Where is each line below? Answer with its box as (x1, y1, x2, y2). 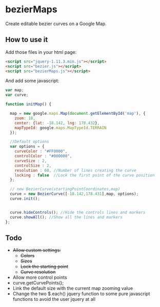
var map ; (5, 88, 24, 93)
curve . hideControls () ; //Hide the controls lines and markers (10, 210, 146, 215)
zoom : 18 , (14, 115, 36, 121)
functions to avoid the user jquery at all (12, 296, 96, 302)
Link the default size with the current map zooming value (12, 285, 133, 292)
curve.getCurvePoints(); (12, 280, 64, 286)
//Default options (10, 139, 50, 145)
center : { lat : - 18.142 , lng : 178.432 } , (14, 120, 100, 126)
